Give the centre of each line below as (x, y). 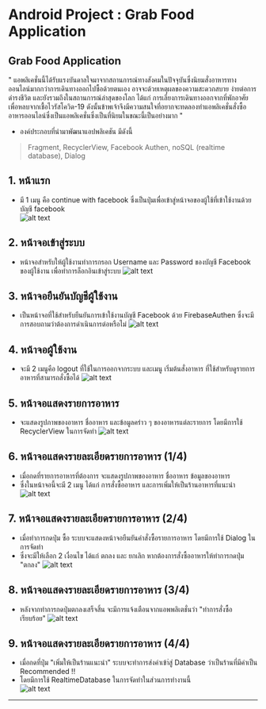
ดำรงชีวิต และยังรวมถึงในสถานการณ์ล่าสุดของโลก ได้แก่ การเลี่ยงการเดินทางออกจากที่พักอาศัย (128, 98)
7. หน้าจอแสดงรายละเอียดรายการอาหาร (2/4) (98, 519)
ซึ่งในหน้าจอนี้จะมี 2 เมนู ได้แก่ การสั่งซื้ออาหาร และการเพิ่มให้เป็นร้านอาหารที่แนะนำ (127, 484)
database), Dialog (56, 156)
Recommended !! (47, 672)
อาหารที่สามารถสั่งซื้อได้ (49, 378)
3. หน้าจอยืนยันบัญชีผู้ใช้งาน (63, 297)
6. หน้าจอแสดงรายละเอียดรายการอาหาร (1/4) (98, 457)
